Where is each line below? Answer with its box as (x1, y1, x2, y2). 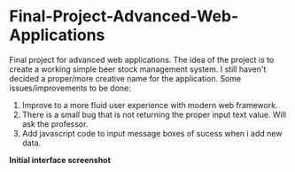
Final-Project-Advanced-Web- (9, 6, 239, 27)
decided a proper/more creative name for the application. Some (9, 73, 242, 83)
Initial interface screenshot (9, 154, 111, 165)
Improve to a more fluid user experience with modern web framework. (21, 99, 278, 110)
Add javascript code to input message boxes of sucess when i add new (21, 128, 283, 138)
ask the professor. (21, 118, 89, 129)
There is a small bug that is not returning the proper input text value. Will (21, 109, 286, 120)
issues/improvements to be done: (9, 82, 131, 93)
